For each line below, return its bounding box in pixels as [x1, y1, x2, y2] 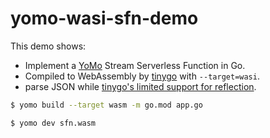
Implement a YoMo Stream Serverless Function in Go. [24, 59, 246, 71]
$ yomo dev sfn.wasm [10, 118, 97, 128]
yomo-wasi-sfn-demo [10, 7, 199, 30]
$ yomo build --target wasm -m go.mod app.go [10, 100, 203, 110]
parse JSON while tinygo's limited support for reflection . [24, 80, 257, 92]
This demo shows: [10, 40, 87, 52]
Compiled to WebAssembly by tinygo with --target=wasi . [24, 70, 260, 82]
